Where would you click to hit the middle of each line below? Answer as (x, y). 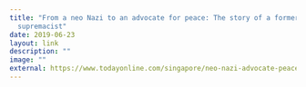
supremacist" (42, 26)
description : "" (40, 52)
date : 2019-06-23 (42, 34)
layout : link (34, 43)
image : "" (28, 60)
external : (28, 69)
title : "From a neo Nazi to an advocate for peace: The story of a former (154, 18)
